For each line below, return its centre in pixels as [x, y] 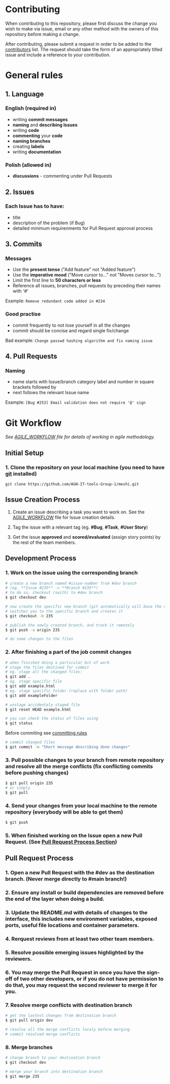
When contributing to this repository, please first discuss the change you [81, 23]
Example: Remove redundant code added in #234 [55, 301]
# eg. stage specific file [34, 681]
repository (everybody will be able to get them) [64, 812]
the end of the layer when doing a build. [55, 899]
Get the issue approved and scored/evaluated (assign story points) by [87, 537]
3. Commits [24, 244]
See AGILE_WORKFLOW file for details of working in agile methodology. [80, 437]
